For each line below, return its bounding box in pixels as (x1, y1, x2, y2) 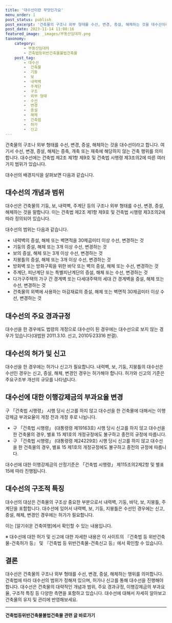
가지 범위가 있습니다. (5, 161, 47, 167)
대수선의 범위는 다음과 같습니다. (5, 226, 69, 232)
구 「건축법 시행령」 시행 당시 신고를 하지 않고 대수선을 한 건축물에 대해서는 (5, 407, 156, 414)
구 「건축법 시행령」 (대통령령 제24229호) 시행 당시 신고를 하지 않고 (12, 437, 149, 444)
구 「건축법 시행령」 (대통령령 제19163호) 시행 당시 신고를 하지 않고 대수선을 (12, 424, 165, 431)
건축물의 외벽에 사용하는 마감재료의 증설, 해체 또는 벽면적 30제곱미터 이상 (12, 288, 160, 295)
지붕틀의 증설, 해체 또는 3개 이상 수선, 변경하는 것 (12, 257, 111, 263)
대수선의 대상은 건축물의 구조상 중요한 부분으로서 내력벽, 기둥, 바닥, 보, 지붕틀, (5, 499, 161, 505)
